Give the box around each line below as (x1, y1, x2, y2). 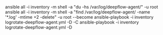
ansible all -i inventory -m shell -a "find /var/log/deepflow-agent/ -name (5, 9, 150, 15)
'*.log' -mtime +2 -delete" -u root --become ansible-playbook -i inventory (5, 14, 154, 20)
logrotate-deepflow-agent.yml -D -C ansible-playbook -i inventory (5, 19, 139, 25)
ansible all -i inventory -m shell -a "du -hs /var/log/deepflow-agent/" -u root (5, 4, 158, 10)
